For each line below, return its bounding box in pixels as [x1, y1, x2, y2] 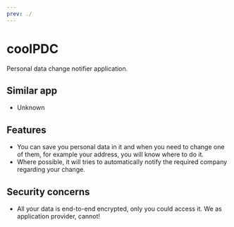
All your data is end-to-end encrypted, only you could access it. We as [16, 204, 223, 213]
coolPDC [6, 40, 59, 57]
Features [6, 124, 47, 136]
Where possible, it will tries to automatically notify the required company [16, 158, 228, 166]
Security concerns [6, 185, 90, 198]
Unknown [16, 103, 45, 112]
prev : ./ [6, 10, 32, 18]
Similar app [6, 84, 58, 96]
